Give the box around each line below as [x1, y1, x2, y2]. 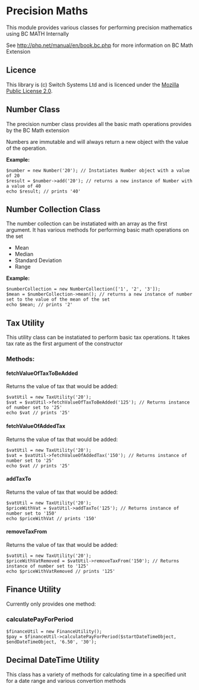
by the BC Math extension [6, 127, 70, 134]
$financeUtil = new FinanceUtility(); [6, 629, 102, 635]
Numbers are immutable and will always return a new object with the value [6, 138, 189, 145]
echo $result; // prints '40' [6, 188, 81, 194]
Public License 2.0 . [6, 87, 53, 94]
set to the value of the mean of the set [6, 297, 110, 303]
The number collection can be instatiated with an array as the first [6, 220, 168, 227]
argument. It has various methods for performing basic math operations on [6, 226, 189, 234]
